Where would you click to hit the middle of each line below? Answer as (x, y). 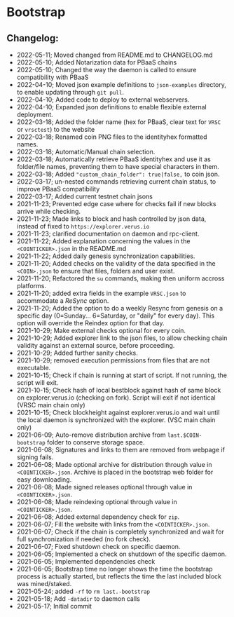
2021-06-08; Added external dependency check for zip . (98, 517)
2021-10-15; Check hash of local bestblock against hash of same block (119, 390)
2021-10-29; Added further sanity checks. (77, 353)
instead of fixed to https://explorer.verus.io (83, 226)
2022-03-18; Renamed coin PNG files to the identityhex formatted (112, 137)
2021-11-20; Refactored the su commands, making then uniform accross (121, 278)
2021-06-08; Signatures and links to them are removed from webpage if (121, 450)
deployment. (35, 114)
